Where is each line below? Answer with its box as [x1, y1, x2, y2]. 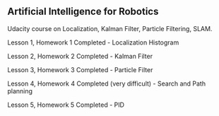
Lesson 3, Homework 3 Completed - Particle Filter [7, 65, 153, 74]
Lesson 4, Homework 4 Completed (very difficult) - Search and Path [7, 79, 206, 88]
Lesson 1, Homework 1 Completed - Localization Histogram [7, 38, 179, 47]
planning [7, 86, 33, 95]
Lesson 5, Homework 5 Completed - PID [7, 100, 125, 109]
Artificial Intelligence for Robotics [7, 6, 159, 18]
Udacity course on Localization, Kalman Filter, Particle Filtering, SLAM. [7, 24, 213, 33]
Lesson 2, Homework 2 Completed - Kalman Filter [7, 52, 153, 60]
